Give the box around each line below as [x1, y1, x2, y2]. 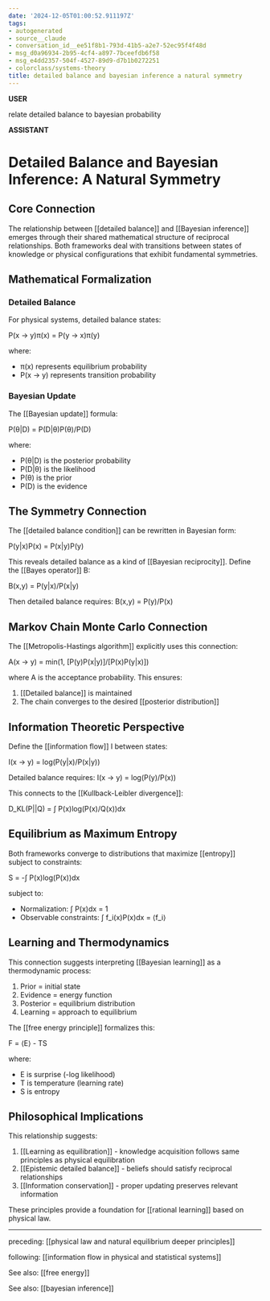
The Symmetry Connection [8, 505, 147, 518]
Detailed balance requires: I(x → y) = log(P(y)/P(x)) [8, 773, 177, 783]
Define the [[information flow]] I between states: [8, 741, 168, 751]
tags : [8, 19, 27, 27]
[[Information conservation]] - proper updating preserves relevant [19, 1181, 239, 1191]
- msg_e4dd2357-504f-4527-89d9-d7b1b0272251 [8, 57, 160, 65]
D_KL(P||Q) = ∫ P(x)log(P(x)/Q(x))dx [8, 804, 126, 814]
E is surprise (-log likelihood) [19, 1069, 116, 1079]
